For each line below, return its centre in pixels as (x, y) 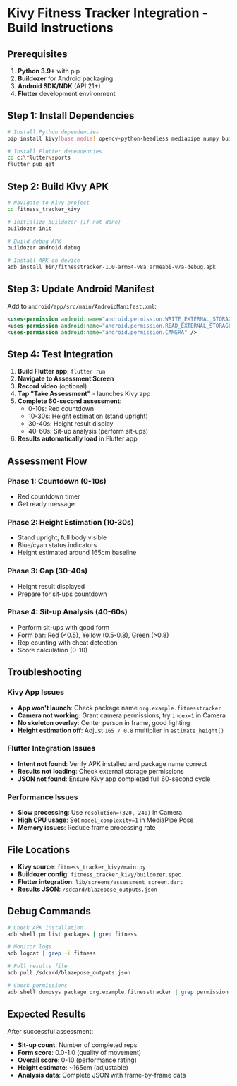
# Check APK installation (45, 927)
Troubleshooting (45, 672)
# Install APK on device (44, 261)
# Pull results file (38, 966)
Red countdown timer (49, 496)
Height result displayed (51, 586)
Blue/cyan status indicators (57, 545)
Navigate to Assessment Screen (66, 378)
